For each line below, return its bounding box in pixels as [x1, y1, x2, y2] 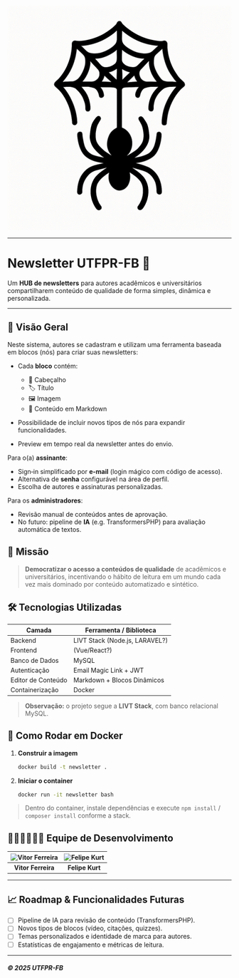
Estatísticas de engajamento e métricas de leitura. [17, 940, 164, 949]
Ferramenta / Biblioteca [85, 626, 156, 634]
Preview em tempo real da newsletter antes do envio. [17, 439, 174, 448]
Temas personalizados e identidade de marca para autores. [17, 932, 192, 941]
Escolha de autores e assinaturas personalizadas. [17, 482, 164, 490]
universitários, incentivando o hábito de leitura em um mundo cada [24, 572, 221, 581]
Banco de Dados [10, 656, 59, 664]
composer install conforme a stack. [24, 811, 132, 820]
